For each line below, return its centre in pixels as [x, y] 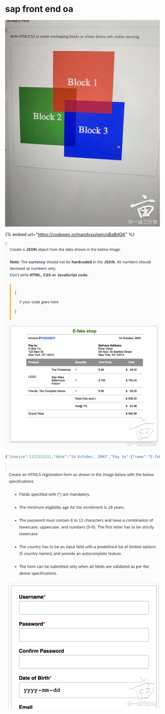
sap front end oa [39, 9]
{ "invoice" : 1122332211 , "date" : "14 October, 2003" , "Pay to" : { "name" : [77, 457]
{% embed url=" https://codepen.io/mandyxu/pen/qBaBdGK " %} [70, 234]
